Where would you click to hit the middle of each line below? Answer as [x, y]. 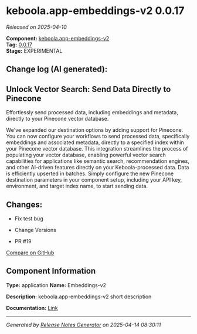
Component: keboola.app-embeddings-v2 [58, 38]
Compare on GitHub [30, 253]
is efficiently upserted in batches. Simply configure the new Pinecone [90, 173]
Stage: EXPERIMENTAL [34, 50]
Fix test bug [29, 219]
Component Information [51, 271]
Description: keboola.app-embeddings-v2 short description [79, 296]
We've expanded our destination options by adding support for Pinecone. [95, 130]
